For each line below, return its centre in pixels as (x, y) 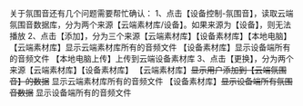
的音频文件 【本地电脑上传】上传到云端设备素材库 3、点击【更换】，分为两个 (151, 58)
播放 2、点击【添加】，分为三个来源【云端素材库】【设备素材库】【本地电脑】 (151, 36)
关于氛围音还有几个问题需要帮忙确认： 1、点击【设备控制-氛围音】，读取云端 (151, 13)
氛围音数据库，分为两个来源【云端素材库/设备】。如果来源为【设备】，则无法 (151, 24)
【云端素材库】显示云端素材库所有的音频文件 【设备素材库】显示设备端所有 (150, 47)
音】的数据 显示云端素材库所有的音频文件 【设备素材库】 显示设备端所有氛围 (151, 81)
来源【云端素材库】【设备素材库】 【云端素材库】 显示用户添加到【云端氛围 (148, 70)
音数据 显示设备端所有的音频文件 (71, 92)
